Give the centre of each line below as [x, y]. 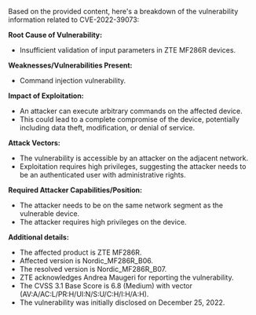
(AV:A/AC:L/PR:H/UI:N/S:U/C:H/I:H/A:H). [84, 294]
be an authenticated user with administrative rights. [102, 175]
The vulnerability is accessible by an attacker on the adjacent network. [134, 158]
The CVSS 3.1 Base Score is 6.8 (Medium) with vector [106, 286]
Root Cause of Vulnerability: [55, 35]
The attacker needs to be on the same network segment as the [121, 205]
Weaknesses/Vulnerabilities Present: [70, 65]
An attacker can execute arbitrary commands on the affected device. [131, 111]
